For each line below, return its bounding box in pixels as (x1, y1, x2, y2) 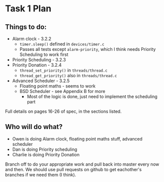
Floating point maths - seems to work (19, 83, 96, 89)
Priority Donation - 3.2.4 (12, 62, 62, 68)
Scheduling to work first (19, 51, 68, 57)
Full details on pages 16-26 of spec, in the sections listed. (5, 108, 122, 114)
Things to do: (5, 23, 47, 31)
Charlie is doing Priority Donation (12, 151, 80, 157)
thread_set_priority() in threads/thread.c (19, 67, 108, 73)
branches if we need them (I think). (5, 172, 76, 178)
